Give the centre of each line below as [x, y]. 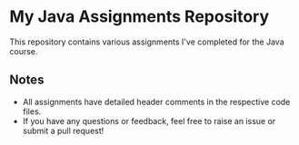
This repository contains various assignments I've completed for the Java [147, 42]
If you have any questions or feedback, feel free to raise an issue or [149, 121]
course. [24, 51]
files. [32, 111]
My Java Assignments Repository [140, 17]
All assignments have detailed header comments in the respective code [156, 101]
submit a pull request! [63, 130]
